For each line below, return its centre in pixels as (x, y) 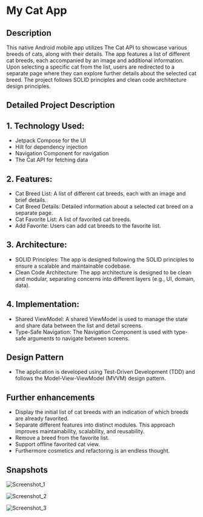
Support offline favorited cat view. (57, 444)
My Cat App (37, 11)
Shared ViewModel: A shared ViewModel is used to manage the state (101, 319)
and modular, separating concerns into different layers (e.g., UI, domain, (105, 279)
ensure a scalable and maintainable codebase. (73, 266)
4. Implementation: (43, 304)
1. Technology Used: (45, 126)
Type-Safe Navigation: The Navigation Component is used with (94, 332)
